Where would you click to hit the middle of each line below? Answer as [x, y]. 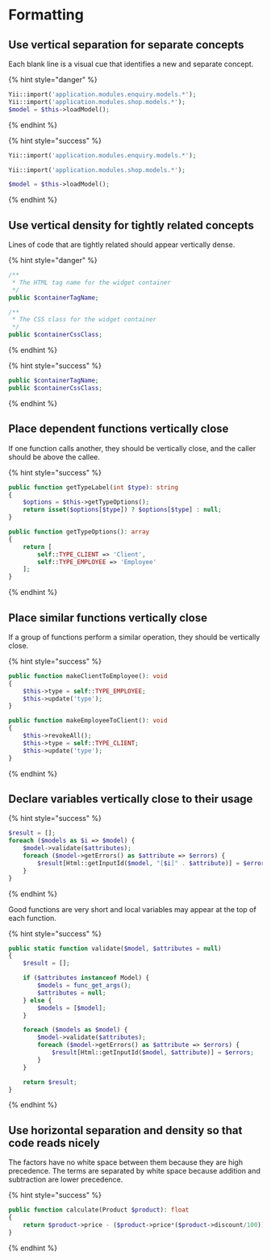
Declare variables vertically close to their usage [131, 799]
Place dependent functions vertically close [119, 429]
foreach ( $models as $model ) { [75, 1030]
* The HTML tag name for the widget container [92, 283]
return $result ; [50, 1082]
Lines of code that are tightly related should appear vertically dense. [122, 245]
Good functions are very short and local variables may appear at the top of [132, 909]
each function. [32, 918]
